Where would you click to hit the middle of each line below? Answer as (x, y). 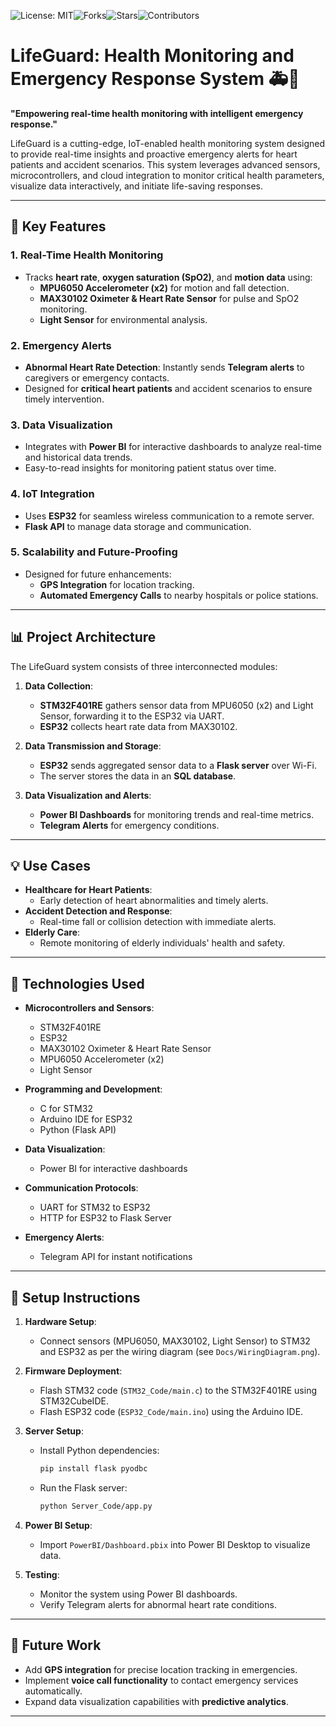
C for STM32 (66, 1109)
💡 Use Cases (51, 866)
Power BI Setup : (58, 1525)
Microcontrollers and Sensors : (89, 1008)
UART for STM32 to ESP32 (95, 1207)
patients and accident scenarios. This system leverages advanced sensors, (165, 164)
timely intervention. (64, 399)
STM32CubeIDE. (74, 1401)
